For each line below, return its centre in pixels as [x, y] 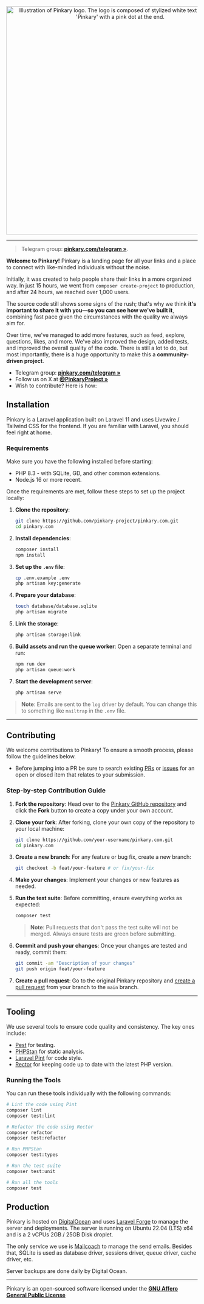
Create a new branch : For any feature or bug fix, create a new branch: [103, 857]
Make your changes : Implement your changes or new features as [97, 880]
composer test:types [32, 1155]
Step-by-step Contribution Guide [56, 791]
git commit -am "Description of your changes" [75, 964]
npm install [30, 555]
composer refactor [29, 1132]
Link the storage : [37, 624]
